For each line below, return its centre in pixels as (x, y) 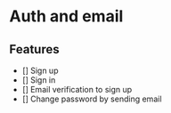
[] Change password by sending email (92, 99)
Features (34, 49)
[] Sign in (39, 80)
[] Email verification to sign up (77, 89)
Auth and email (66, 16)
